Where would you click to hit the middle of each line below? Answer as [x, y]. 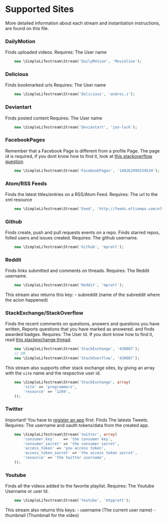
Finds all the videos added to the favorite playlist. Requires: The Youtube [80, 486]
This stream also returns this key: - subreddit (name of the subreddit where [82, 295]
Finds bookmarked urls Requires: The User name [55, 85]
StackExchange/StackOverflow [44, 313]
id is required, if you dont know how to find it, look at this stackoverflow [79, 156]
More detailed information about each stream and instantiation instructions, [83, 23]
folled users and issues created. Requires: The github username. [72, 238]
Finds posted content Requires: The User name [54, 118]
